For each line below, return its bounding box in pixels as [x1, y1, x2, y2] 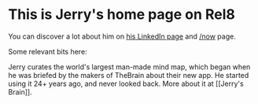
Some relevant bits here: [8, 46, 88, 56]
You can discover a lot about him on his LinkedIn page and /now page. [8, 32, 236, 41]
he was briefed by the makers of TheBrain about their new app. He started [8, 70, 249, 80]
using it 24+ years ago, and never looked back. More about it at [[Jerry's [8, 79, 244, 88]
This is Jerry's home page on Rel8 [8, 6, 236, 24]
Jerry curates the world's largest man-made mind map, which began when [8, 61, 251, 72]
